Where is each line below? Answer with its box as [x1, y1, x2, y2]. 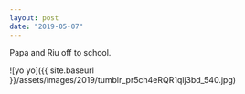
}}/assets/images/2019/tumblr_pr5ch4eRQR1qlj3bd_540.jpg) [9, 74, 236, 85]
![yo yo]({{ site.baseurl [9, 65, 94, 76]
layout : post [9, 13, 59, 23]
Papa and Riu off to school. [9, 47, 112, 57]
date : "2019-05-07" [9, 22, 84, 31]
